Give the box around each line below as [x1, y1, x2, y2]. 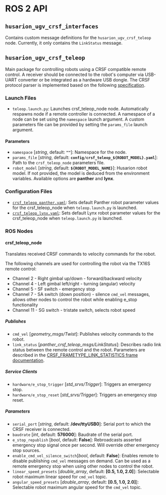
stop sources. [12, 447, 41, 453]
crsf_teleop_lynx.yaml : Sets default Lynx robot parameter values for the [12, 210, 161, 216]
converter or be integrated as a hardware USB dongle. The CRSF [18, 76, 150, 82]
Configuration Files [5, 188, 53, 195]
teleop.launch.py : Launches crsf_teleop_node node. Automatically [12, 106, 149, 112]
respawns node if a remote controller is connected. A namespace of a [12, 111, 155, 117]
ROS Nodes [5, 227, 33, 234]
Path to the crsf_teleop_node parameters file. [12, 160, 105, 166]
